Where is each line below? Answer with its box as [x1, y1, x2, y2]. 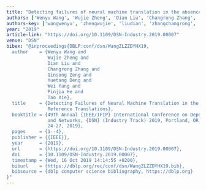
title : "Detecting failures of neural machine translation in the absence [6, 9, 202, 15]
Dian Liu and [47, 60, 81, 66]
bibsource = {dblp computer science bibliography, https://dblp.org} [12, 169, 193, 175]
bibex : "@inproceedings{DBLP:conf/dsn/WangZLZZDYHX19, [6, 44, 150, 50]
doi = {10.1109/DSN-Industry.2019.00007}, [12, 151, 139, 158]
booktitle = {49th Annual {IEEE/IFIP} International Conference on [12, 112, 188, 118]
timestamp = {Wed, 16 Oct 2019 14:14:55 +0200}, [12, 157, 139, 163]
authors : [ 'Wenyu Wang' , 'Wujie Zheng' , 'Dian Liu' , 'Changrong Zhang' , [6, 15, 196, 21]
